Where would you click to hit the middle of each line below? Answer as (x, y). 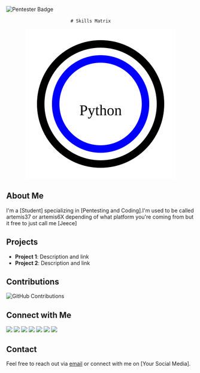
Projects (22, 242)
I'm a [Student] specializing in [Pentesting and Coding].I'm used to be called (100, 210)
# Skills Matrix (91, 21)
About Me (25, 196)
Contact (22, 349)
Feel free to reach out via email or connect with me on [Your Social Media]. (99, 364)
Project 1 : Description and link (52, 256)
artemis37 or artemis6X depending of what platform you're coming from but (100, 217)
